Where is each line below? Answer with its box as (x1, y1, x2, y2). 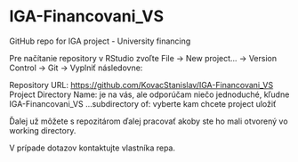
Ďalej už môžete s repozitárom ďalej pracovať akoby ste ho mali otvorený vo (9, 116, 288, 126)
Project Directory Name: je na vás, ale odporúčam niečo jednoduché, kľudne (9, 89, 290, 100)
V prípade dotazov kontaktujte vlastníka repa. (9, 142, 176, 153)
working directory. (9, 125, 77, 135)
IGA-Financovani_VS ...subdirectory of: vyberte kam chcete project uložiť (9, 98, 277, 109)
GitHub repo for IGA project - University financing (9, 36, 191, 46)
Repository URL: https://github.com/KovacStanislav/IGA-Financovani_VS (9, 79, 274, 90)
